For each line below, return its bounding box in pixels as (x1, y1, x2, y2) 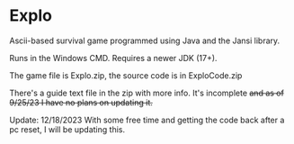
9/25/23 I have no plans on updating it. (9, 96, 153, 108)
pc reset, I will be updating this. (9, 123, 126, 135)
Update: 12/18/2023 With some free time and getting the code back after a (9, 114, 285, 125)
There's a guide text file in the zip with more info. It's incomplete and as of (9, 87, 285, 98)
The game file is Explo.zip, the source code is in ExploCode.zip (9, 69, 243, 81)
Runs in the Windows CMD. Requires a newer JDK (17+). (9, 52, 218, 63)
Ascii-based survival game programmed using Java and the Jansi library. (9, 35, 281, 46)
